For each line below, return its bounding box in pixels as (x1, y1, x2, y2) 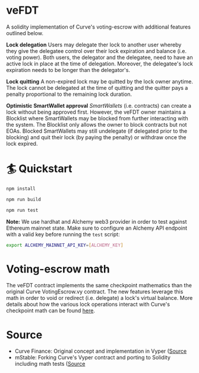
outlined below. (6, 29, 43, 36)
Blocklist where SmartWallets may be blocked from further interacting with (6, 114, 188, 122)
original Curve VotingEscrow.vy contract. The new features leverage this (6, 288, 184, 295)
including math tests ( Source (14, 361, 86, 368)
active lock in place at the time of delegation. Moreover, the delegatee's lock (6, 60, 193, 67)
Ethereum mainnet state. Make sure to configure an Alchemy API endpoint (6, 224, 188, 231)
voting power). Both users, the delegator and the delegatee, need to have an (6, 54, 193, 61)
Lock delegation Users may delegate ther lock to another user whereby (6, 41, 182, 48)
